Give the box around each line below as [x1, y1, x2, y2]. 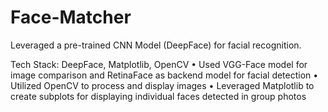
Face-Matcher [10, 6, 132, 29]
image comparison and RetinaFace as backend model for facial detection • [10, 69, 319, 81]
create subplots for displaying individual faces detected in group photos [10, 90, 307, 102]
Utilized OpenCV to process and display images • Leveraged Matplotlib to [10, 79, 315, 91]
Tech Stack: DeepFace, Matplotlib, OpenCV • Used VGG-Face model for [10, 58, 308, 70]
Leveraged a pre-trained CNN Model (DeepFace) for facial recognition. [10, 39, 302, 51]
